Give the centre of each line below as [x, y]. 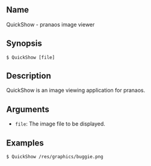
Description [29, 76]
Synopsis [24, 44]
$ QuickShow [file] [31, 57]
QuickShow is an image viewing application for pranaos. [76, 91]
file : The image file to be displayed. [60, 124]
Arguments [28, 109]
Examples [25, 143]
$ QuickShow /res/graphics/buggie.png [55, 157]
